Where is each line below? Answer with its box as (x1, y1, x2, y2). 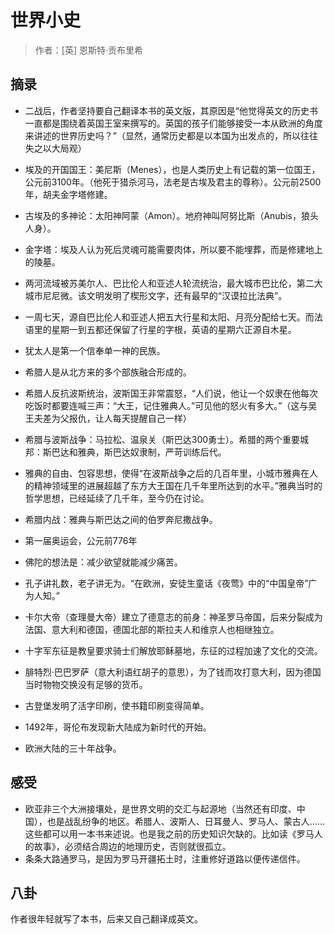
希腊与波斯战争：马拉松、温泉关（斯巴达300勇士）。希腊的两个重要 (24, 433, 301, 445)
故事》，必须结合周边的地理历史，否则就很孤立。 (33, 840, 232, 852)
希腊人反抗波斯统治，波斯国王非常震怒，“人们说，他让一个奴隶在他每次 (24, 387, 318, 399)
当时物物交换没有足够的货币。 (24, 678, 148, 690)
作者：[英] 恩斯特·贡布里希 (34, 44, 143, 56)
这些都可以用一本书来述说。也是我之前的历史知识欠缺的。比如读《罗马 (24, 827, 315, 840)
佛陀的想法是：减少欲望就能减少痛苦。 (24, 556, 183, 568)
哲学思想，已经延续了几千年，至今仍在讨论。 (24, 492, 210, 504)
